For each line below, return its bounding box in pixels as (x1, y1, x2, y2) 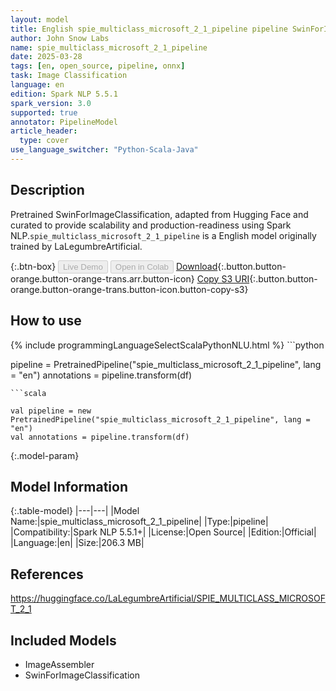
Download (175, 260, 218, 272)
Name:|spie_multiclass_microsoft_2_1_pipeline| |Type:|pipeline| (10, 516, 269, 528)
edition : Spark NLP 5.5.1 (10, 89, 118, 99)
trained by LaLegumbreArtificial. (10, 240, 143, 252)
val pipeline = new (10, 406, 92, 416)
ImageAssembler (24, 658, 95, 670)
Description (10, 182, 85, 199)
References (10, 566, 84, 583)
